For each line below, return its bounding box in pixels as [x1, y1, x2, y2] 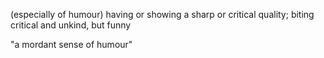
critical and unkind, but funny [10, 19, 132, 31]
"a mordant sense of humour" [10, 39, 133, 50]
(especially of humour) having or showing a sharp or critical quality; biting [10, 9, 315, 20]
